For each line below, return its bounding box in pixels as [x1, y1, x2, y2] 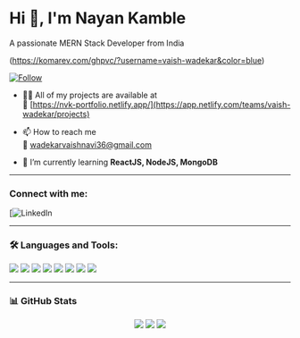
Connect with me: [9, 187, 88, 199]
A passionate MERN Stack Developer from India [9, 38, 185, 48]
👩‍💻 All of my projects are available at [21, 89, 158, 100]
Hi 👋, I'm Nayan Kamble [9, 8, 187, 29]
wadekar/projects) [21, 108, 90, 119]
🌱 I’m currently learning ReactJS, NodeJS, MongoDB [21, 156, 219, 167]
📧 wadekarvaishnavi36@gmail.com [21, 139, 152, 150]
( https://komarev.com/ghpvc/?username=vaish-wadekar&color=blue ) [9, 55, 265, 65]
